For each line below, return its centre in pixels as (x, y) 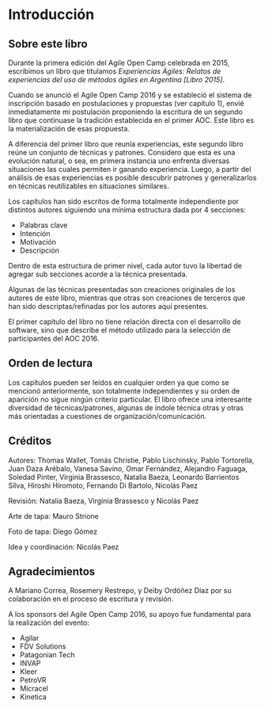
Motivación (38, 242)
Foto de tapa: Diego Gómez (53, 531)
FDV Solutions (43, 646)
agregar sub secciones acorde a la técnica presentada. (98, 274)
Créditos (30, 441)
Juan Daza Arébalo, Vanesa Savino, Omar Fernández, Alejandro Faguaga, (128, 468)
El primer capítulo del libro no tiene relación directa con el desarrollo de (125, 322)
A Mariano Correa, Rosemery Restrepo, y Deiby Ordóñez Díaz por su (120, 591)
